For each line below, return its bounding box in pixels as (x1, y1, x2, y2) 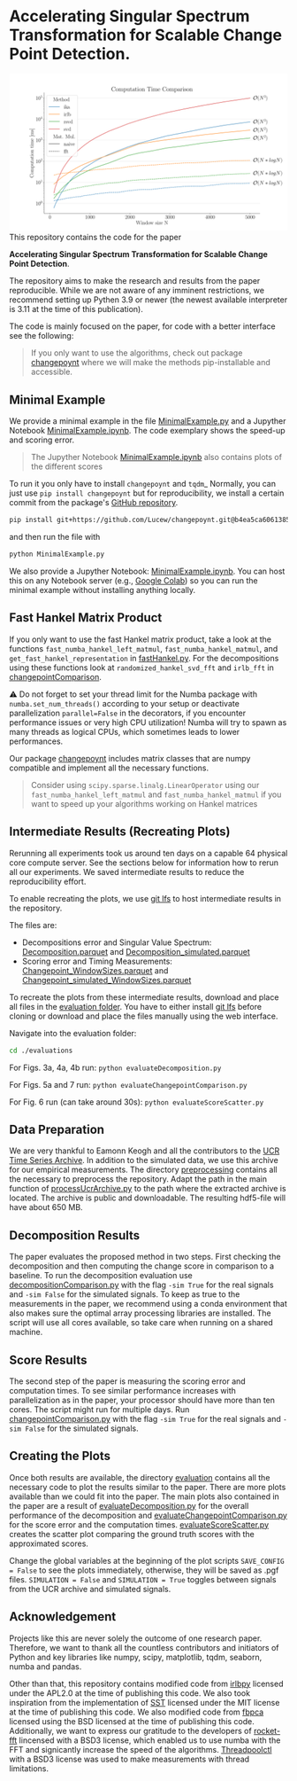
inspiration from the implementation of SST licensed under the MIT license (9, 1697, 280, 1707)
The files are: (9, 919, 57, 930)
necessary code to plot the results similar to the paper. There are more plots (9, 1481, 286, 1492)
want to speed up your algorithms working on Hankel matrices (30, 798, 258, 808)
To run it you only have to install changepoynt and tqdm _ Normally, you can (9, 479, 277, 489)
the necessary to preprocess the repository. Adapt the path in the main (9, 1174, 268, 1184)
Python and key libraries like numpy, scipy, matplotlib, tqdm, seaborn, (9, 1652, 263, 1662)
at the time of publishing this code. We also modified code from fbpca (9, 1707, 264, 1717)
